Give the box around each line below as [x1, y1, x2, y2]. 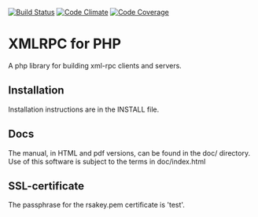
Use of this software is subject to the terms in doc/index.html [8, 156, 206, 166]
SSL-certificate [8, 179, 85, 193]
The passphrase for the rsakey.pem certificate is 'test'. [8, 200, 185, 210]
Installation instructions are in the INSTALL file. [8, 105, 160, 114]
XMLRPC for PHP [8, 35, 122, 53]
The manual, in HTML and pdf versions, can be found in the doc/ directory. [8, 148, 250, 157]
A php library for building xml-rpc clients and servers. [8, 61, 182, 70]
